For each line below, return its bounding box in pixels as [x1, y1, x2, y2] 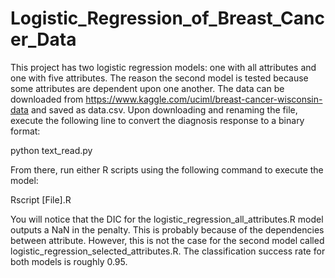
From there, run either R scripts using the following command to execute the [10, 163, 324, 176]
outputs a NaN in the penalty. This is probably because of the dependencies [10, 223, 325, 236]
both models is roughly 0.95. [10, 255, 128, 267]
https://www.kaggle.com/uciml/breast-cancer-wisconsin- [85, 93, 323, 105]
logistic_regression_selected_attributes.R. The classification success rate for [10, 245, 326, 257]
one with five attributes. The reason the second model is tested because [10, 72, 309, 84]
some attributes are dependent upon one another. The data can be [10, 82, 285, 94]
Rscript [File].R [10, 193, 72, 206]
